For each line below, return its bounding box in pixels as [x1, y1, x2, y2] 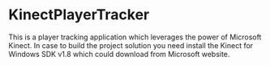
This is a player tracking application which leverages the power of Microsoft [8, 32, 262, 42]
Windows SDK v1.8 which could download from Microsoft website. [8, 49, 230, 59]
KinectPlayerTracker [8, 6, 150, 24]
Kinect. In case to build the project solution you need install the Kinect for [8, 40, 254, 50]
